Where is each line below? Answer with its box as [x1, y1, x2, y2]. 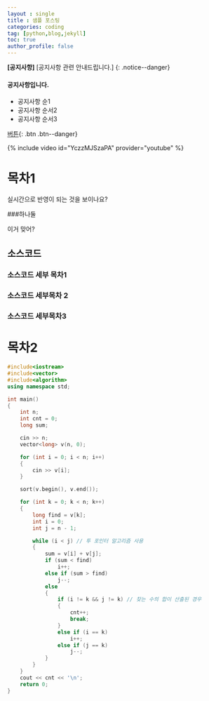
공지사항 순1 [17, 98, 50, 106]
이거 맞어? [7, 225, 35, 234]
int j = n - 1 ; [32, 524, 77, 532]
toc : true [7, 36, 36, 44]
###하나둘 [7, 210, 36, 218]
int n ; [20, 408, 39, 416]
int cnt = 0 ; [20, 415, 58, 422]
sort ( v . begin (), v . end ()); [20, 486, 99, 493]
